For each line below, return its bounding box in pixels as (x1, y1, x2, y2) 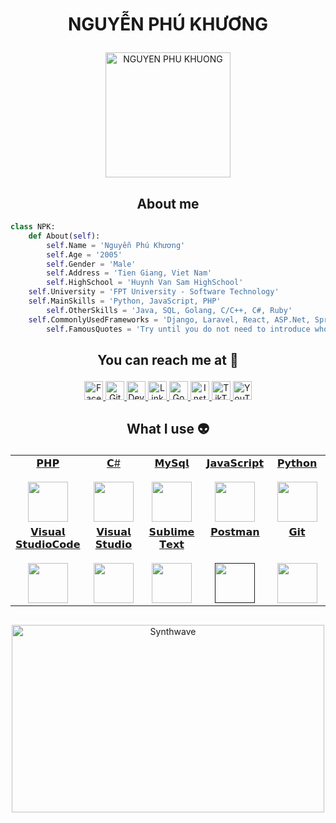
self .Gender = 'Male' (46, 259, 137, 269)
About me (136, 195, 200, 212)
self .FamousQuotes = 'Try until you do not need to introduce (46, 324, 311, 334)
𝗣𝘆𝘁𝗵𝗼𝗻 (276, 456, 318, 470)
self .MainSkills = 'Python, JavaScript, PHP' (28, 296, 222, 306)
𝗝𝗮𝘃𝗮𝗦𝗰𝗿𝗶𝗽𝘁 (206, 456, 265, 470)
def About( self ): (28, 231, 101, 241)
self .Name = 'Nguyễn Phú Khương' (46, 240, 186, 250)
